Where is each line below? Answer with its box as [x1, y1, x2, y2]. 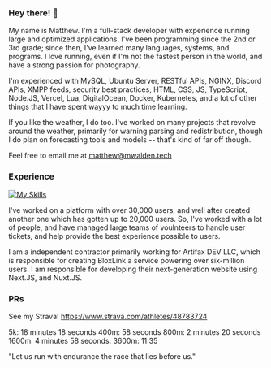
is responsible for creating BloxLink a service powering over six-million [8, 255, 245, 265]
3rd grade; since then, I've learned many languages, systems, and [8, 43, 230, 53]
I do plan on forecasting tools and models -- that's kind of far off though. [8, 135, 252, 145]
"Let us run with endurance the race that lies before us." [8, 351, 196, 361]
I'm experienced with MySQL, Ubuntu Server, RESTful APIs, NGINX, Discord [8, 76, 262, 86]
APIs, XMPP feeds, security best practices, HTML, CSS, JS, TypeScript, [8, 84, 247, 94]
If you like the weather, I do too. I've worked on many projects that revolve [8, 118, 256, 128]
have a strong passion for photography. [8, 60, 140, 70]
